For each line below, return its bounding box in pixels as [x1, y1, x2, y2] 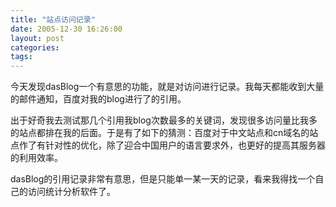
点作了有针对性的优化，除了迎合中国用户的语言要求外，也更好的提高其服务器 [10, 139, 326, 151]
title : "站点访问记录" [10, 14, 96, 25]
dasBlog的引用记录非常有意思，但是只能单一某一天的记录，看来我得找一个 [10, 173, 316, 185]
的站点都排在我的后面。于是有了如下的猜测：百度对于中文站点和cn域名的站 [10, 127, 319, 139]
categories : [10, 42, 60, 53]
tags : [10, 52, 33, 62]
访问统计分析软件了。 [27, 186, 116, 198]
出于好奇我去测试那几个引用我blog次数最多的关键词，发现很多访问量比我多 [10, 114, 318, 126]
